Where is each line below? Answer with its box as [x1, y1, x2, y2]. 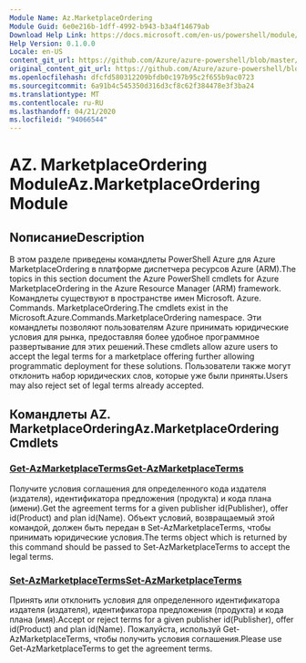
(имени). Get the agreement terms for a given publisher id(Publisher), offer [9, 502, 289, 513]
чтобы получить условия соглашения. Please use [93, 634, 282, 645]
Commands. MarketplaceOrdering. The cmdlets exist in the [9, 302, 229, 313]
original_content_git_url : [9, 65, 112, 74]
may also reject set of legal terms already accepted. [9, 380, 205, 391]
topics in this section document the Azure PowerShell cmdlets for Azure [9, 273, 280, 284]
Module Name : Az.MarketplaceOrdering [9, 13, 153, 23]
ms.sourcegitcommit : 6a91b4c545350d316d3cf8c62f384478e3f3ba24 [9, 81, 255, 90]
